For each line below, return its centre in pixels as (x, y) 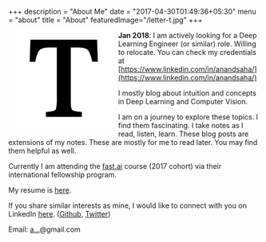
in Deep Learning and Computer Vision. (183, 101)
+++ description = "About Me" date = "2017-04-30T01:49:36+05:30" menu (133, 12)
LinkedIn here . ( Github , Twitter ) (60, 214)
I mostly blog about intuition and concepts (188, 93)
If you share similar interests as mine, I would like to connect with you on (128, 205)
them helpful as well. (42, 151)
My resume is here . (40, 190)
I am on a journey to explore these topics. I (188, 117)
